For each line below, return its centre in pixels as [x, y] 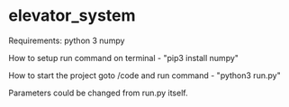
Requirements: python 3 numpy [67, 40]
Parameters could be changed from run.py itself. [98, 93]
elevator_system [72, 16]
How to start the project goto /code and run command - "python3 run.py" [144, 75]
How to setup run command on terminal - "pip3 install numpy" [124, 58]
